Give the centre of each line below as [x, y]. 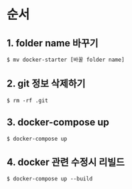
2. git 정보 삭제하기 [46, 83]
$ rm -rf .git [28, 100]
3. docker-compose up [58, 123]
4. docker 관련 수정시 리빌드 [66, 162]
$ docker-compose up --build [50, 179]
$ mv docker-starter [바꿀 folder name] [66, 60]
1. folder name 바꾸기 [53, 43]
